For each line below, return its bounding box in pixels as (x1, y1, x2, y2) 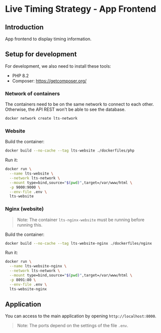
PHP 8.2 (12, 73, 29, 78)
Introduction (5, 23, 44, 31)
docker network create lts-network (5, 116, 78, 121)
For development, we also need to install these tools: (5, 63, 112, 69)
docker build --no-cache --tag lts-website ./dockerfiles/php (5, 148, 135, 153)
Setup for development (5, 50, 77, 58)
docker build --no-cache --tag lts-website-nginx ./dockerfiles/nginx (5, 241, 152, 246)
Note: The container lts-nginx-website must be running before (17, 217, 145, 223)
